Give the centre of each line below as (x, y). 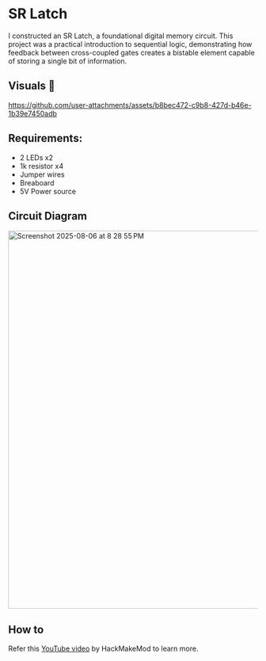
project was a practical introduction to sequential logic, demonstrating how (130, 44)
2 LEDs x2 (36, 157)
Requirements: (46, 138)
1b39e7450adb (33, 113)
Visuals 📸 (32, 86)
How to (26, 630)
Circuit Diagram (47, 216)
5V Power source (48, 191)
